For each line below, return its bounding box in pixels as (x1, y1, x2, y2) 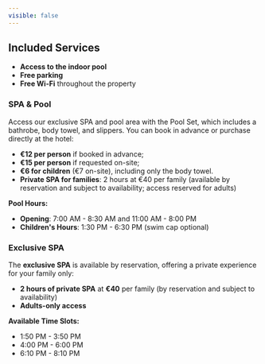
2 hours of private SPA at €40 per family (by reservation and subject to (19, 284, 255, 294)
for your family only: (8, 269, 74, 278)
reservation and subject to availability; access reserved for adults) (19, 183, 237, 192)
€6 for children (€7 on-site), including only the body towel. (19, 166, 213, 176)
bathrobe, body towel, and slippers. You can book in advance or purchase (8, 125, 251, 135)
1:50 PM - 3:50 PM (19, 331, 81, 342)
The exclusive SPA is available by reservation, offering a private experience (8, 260, 257, 270)
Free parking (19, 71, 64, 80)
